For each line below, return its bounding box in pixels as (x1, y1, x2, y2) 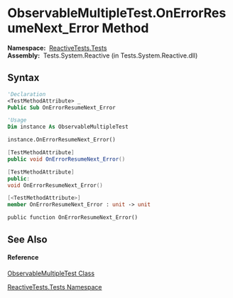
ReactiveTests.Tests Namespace (7, 282, 102, 291)
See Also (7, 233, 48, 245)
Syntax (7, 72, 40, 84)
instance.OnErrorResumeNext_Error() (7, 137, 116, 144)
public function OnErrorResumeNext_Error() (7, 214, 139, 221)
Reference (7, 253, 39, 262)
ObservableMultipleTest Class (7, 269, 94, 277)
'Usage (7, 117, 27, 124)
